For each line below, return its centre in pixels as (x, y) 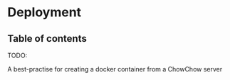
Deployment (45, 12)
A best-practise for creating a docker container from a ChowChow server (115, 69)
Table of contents (47, 39)
